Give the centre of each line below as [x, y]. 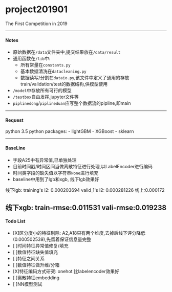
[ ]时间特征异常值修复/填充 [40, 246]
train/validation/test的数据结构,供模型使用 [64, 84]
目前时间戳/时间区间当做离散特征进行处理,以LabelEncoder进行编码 [82, 166]
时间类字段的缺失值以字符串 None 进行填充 [56, 173]
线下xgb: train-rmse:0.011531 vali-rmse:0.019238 [86, 207]
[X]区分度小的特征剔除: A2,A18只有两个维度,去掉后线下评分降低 [79, 233]
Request [15, 120]
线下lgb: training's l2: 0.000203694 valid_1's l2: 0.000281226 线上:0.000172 [85, 190]
